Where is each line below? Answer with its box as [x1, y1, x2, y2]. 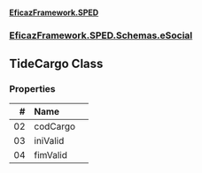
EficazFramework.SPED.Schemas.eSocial [9, 29, 193, 41]
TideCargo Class [9, 56, 104, 71]
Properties [9, 82, 56, 94]
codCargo [34, 120, 76, 132]
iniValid [34, 135, 65, 147]
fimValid [34, 149, 68, 162]
